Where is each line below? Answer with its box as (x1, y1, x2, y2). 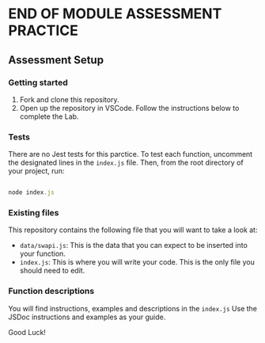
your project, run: (8, 166, 65, 176)
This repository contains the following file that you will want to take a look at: (8, 225, 258, 234)
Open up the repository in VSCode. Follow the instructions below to (19, 103, 240, 112)
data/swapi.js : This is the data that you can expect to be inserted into (19, 241, 248, 250)
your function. (19, 249, 66, 258)
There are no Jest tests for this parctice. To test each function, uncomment (8, 150, 253, 159)
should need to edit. (19, 266, 85, 276)
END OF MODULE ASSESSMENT (8, 5, 222, 23)
